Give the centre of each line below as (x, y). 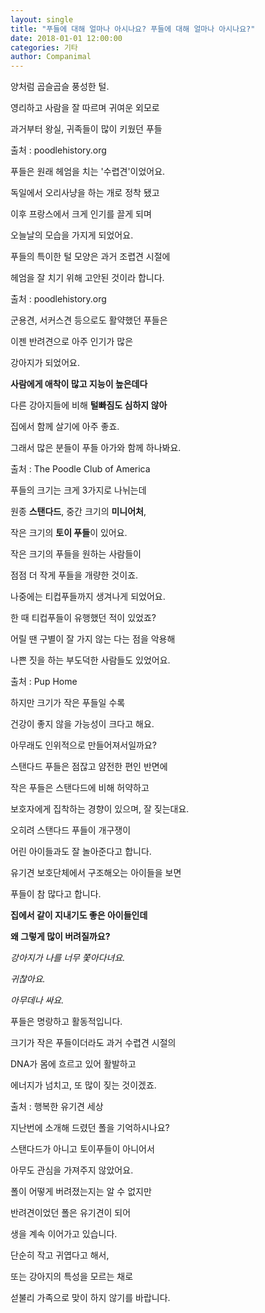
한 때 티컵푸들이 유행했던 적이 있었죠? (83, 618)
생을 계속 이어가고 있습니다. (64, 1234)
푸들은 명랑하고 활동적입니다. (66, 1022)
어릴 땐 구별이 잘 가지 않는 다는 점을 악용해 (93, 639)
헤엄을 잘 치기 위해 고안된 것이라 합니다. (87, 278)
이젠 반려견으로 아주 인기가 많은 (72, 342)
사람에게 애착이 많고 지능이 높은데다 (79, 384)
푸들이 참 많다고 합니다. (56, 894)
